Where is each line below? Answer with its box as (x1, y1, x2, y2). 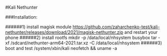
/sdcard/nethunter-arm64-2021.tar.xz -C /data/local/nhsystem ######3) (11, 40, 162, 46)
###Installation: (5, 14, 38, 20)
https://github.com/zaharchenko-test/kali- (72, 24, 160, 30)
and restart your (124, 29, 158, 35)
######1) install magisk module (5, 24, 72, 30)
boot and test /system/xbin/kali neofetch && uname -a (5, 45, 117, 51)
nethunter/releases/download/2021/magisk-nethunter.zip (5, 29, 124, 35)
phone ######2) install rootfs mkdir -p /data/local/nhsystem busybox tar (5, 35, 157, 40)
